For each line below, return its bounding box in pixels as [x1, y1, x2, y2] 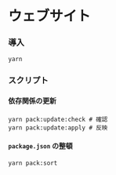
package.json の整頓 [8, 141, 73, 151]
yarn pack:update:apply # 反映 [8, 123, 108, 132]
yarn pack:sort [8, 159, 58, 167]
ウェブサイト [8, 7, 92, 25]
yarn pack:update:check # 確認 [8, 115, 108, 123]
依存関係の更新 [8, 96, 56, 105]
